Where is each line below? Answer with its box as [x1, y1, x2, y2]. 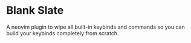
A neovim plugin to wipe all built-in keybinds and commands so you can [6, 23, 186, 30]
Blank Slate [6, 4, 64, 17]
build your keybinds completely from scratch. [6, 29, 119, 36]
